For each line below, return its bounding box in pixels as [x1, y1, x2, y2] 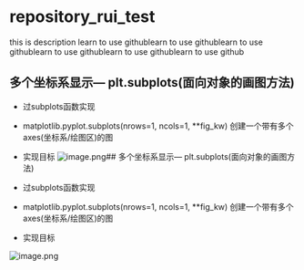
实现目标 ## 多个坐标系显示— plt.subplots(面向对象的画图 [22, 151, 288, 161]
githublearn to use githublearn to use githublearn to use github [9, 46, 245, 57]
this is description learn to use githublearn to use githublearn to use [9, 36, 264, 47]
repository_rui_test [9, 6, 156, 27]
